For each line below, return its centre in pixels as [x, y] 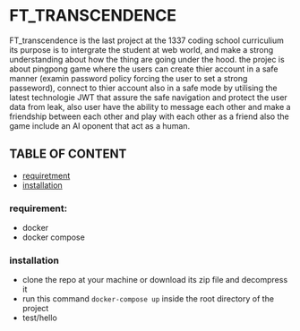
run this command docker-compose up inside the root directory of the [148, 299]
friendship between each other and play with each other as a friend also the [149, 116]
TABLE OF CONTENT [68, 154]
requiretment [46, 175]
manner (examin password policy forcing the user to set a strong [129, 78]
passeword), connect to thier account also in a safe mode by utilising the [143, 88]
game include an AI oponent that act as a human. [100, 125]
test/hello [40, 318]
